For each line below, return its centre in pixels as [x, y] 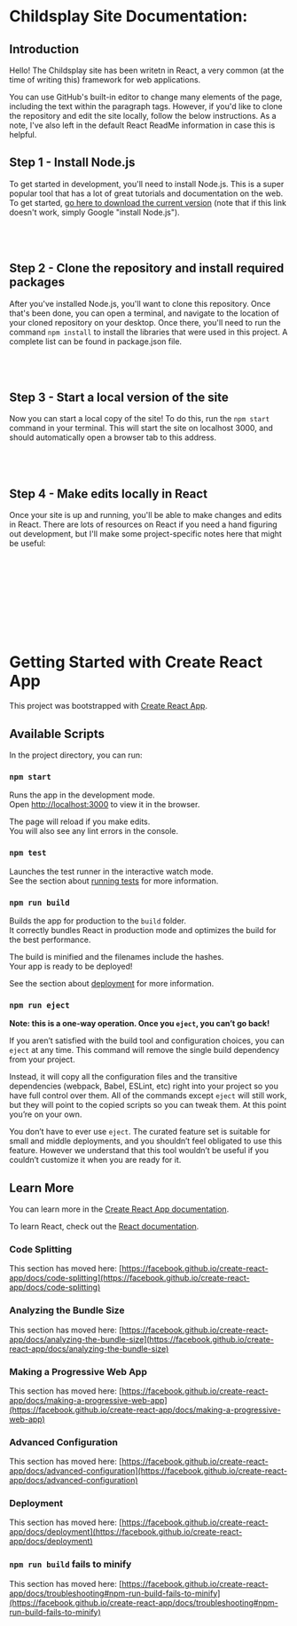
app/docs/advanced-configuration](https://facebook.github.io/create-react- [148, 1471]
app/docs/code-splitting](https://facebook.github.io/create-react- [129, 1278]
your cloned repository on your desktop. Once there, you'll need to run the [145, 322]
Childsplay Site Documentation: [129, 16]
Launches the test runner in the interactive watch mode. [112, 871]
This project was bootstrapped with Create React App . [109, 706]
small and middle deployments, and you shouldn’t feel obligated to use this [145, 1141]
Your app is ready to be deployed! [71, 966]
